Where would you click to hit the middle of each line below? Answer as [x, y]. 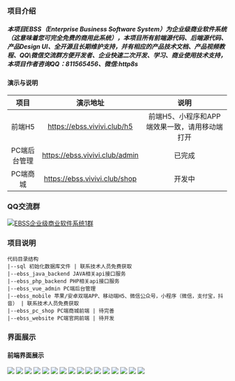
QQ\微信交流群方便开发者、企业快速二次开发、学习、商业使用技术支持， [123, 55]
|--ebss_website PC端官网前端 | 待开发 [61, 318]
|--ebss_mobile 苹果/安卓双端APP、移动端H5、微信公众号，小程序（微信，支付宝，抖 [115, 296]
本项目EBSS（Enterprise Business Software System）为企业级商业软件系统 [117, 29]
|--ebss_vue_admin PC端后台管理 [52, 289]
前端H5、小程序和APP [184, 116]
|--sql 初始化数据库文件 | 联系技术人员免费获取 [70, 267]
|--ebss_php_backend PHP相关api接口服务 [63, 281]
